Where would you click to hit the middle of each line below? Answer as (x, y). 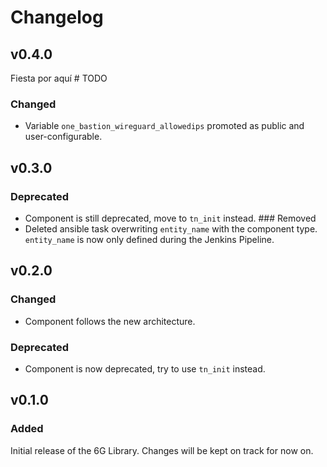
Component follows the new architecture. (110, 321)
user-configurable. (63, 137)
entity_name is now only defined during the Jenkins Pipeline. (149, 239)
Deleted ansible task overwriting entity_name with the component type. (171, 228)
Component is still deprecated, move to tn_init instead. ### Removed (170, 218)
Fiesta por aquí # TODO (59, 78)
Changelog (57, 17)
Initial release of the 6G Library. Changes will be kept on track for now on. (162, 450)
